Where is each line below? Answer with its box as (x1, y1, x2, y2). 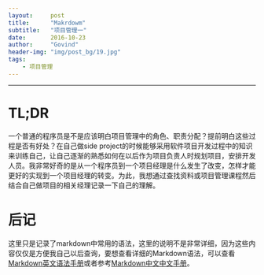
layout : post (8, 11, 65, 20)
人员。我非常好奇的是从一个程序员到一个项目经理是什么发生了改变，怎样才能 (8, 161, 256, 170)
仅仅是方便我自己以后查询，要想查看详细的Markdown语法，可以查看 (14, 248, 236, 258)
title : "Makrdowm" (8, 19, 86, 27)
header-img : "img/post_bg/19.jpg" (8, 48, 122, 56)
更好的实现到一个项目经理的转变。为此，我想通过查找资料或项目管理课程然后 (8, 170, 256, 180)
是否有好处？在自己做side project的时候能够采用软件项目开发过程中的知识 (14, 141, 253, 151)
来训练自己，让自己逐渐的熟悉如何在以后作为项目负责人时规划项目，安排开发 (8, 151, 256, 160)
